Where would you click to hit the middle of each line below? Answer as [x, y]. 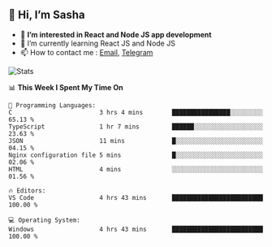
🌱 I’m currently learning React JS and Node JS [98, 43]
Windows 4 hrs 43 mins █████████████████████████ [136, 229]
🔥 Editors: [27, 191]
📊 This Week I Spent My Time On [66, 87]
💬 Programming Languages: [52, 105]
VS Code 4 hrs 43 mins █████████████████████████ [136, 197]
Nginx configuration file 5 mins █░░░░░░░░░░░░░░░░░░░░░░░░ [136, 155]
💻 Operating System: [45, 220]
